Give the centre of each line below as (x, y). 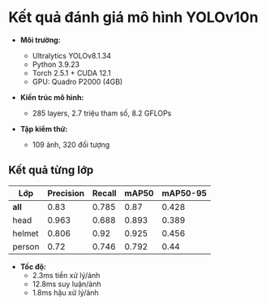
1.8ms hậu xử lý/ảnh (65, 292)
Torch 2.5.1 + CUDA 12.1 (71, 72)
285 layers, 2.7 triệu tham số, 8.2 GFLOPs (102, 113)
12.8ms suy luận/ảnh (66, 284)
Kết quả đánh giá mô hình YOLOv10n (133, 17)
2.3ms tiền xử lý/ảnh (66, 275)
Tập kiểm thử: (44, 129)
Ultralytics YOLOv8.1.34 (72, 55)
